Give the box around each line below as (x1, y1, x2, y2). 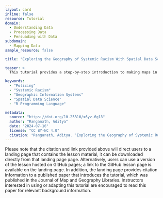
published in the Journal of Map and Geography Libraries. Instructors (5, 177, 144, 183)
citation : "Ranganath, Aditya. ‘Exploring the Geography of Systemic (9, 132, 153, 138)
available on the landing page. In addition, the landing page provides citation (5, 166, 158, 173)
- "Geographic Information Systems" (9, 92, 83, 97)
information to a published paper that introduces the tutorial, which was (5, 172, 148, 178)
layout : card (5, 7, 32, 12)
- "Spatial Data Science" (9, 97, 62, 102)
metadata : (5, 110, 25, 115)
